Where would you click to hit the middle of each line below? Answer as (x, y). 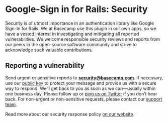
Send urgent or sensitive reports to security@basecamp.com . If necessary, (84, 78)
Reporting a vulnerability (45, 66)
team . (11, 104)
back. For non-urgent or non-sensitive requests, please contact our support (84, 99)
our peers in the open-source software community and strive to (71, 44)
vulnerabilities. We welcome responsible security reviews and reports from (82, 39)
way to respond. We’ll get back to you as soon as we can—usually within (80, 88)
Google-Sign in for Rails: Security (76, 9)
